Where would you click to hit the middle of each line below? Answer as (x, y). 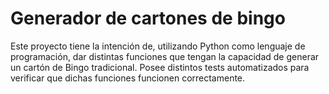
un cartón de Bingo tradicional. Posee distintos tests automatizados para (160, 67)
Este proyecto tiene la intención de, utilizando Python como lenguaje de (158, 46)
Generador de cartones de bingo (148, 18)
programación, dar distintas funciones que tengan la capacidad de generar (165, 56)
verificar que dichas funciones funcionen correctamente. (128, 78)
